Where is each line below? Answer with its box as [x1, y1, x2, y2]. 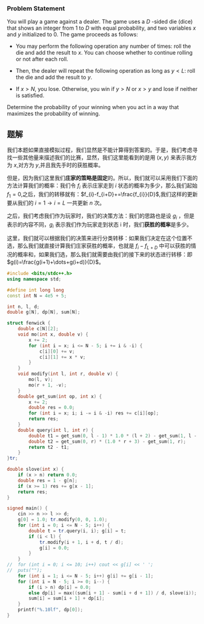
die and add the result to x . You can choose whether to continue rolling [15, 49, 193, 56]
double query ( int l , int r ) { [18, 427, 94, 433]
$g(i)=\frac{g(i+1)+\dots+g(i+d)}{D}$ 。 [7, 259, 105, 266]
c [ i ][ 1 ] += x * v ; [39, 354, 86, 360]
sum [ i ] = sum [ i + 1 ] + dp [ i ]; [28, 596, 105, 602]
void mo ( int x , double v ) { [18, 331, 88, 337]
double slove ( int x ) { [7, 466, 64, 473]
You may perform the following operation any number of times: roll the [15, 42, 191, 50]
